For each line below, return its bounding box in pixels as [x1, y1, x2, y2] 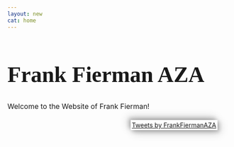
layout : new [7, 10, 43, 18]
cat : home [7, 17, 37, 24]
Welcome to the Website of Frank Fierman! [7, 102, 150, 111]
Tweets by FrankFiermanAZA [131, 121, 216, 129]
